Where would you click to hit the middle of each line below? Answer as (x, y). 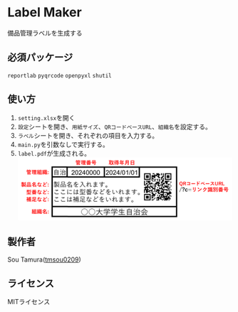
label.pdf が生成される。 (54, 153)
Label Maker (45, 12)
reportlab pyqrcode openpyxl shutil (59, 75)
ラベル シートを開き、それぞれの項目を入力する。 (88, 135)
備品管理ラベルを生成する (45, 33)
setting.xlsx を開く (46, 117)
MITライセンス (29, 302)
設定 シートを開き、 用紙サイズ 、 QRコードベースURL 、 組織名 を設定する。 (114, 127)
